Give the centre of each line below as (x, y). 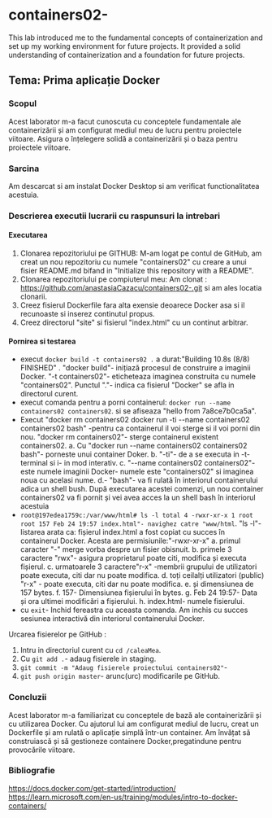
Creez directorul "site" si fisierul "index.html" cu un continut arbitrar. (134, 322)
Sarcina (24, 168)
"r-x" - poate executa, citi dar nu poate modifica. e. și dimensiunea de (137, 584)
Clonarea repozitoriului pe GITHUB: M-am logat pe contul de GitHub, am (141, 253)
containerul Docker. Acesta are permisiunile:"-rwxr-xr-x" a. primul (130, 541)
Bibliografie (32, 771)
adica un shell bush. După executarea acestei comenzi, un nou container (142, 489)
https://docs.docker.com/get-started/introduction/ (92, 788)
